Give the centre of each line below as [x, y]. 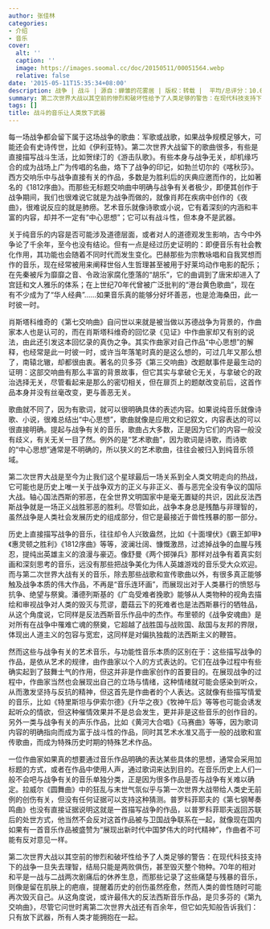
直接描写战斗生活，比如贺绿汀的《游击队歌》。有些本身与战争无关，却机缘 [130, 157]
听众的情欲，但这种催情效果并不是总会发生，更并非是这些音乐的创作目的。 [138, 712]
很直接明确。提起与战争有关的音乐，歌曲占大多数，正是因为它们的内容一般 [131, 430]
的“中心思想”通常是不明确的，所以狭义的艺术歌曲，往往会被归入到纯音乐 [128, 450]
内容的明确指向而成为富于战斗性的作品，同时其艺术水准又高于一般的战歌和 [131, 732]
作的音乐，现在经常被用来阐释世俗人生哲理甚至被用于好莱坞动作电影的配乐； [135, 265]
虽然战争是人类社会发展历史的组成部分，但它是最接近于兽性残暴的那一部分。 [135, 517]
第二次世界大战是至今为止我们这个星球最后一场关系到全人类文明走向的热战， [135, 477]
